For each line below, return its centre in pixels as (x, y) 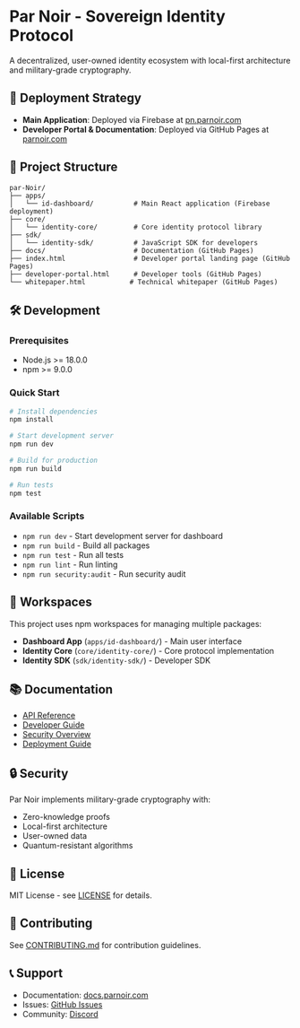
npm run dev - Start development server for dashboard (123, 536)
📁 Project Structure (64, 167)
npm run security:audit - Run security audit (104, 574)
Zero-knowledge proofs (66, 817)
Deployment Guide (57, 744)
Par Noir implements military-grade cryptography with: (110, 799)
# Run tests (31, 485)
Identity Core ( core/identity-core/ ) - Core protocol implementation (148, 650)
